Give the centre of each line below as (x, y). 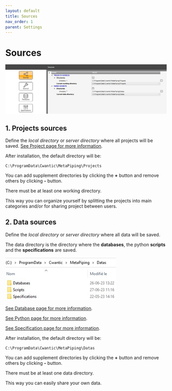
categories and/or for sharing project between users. (61, 206)
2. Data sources (31, 222)
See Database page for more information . (49, 308)
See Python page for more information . (47, 318)
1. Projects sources (36, 128)
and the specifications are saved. (41, 250)
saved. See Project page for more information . (54, 146)
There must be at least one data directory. (49, 373)
